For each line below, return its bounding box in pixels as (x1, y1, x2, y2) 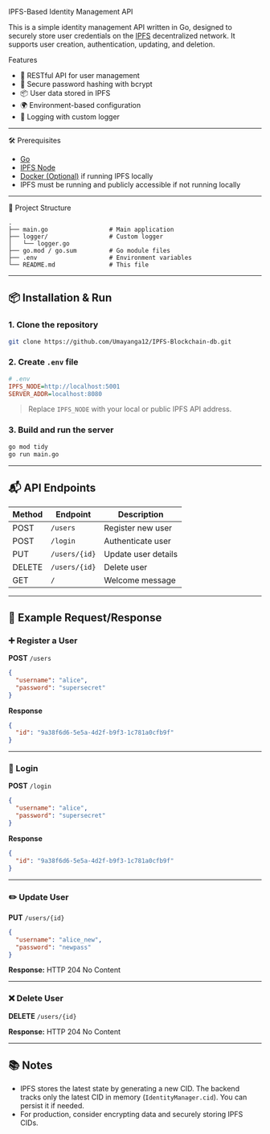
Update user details (104, 549, 178, 560)
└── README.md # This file (8, 261, 149, 269)
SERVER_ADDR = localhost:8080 (8, 390, 103, 398)
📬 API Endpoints (8, 480, 96, 494)
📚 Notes (8, 1058, 53, 1073)
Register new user (104, 522, 173, 534)
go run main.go (8, 450, 59, 458)
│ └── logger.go (8, 240, 70, 248)
